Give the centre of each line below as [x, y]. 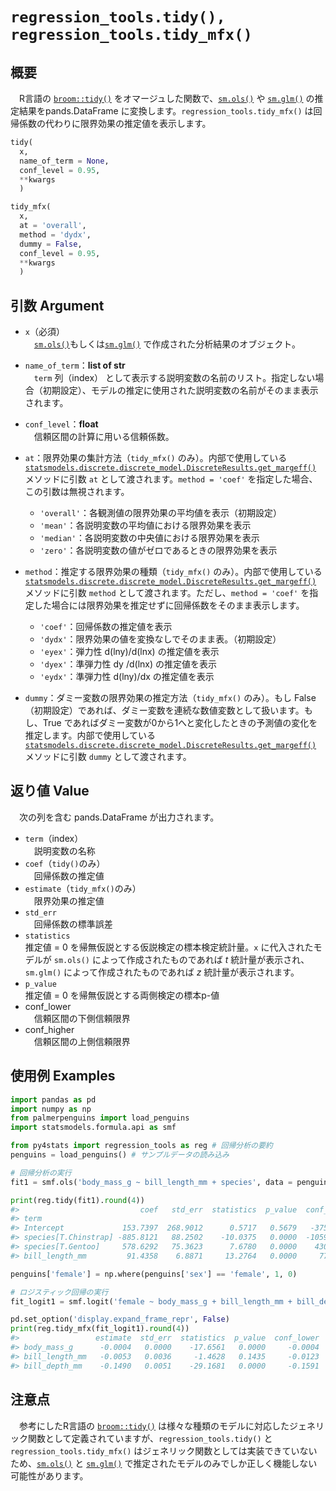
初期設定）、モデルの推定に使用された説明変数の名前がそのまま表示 [180, 390]
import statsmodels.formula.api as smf [93, 1128]
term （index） [54, 838]
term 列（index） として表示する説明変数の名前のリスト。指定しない [174, 378]
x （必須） [44, 332]
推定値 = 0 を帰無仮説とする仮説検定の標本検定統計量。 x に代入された [169, 947]
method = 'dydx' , [55, 234]
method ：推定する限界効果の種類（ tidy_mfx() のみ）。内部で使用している [173, 572]
